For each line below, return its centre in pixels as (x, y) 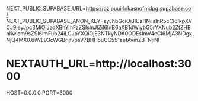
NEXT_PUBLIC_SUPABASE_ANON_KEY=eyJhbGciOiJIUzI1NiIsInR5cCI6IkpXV (99, 21)
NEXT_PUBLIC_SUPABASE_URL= (46, 9)
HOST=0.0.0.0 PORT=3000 (39, 92)
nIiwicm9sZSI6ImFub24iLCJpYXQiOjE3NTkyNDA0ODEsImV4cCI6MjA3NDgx (99, 34)
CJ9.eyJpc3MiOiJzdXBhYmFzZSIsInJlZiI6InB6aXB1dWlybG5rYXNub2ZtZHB (98, 27)
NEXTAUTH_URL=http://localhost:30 (99, 64)
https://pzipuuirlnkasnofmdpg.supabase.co (138, 9)
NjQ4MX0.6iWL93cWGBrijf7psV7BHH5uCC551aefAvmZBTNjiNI (83, 40)
